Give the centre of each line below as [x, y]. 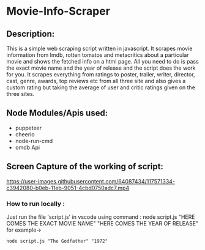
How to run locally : [36, 204]
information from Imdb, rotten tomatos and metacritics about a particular [98, 55]
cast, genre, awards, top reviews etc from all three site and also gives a [96, 81]
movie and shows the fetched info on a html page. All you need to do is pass [102, 61]
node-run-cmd [34, 141]
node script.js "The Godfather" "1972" [57, 241]
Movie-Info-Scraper [58, 11]
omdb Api [28, 147]
